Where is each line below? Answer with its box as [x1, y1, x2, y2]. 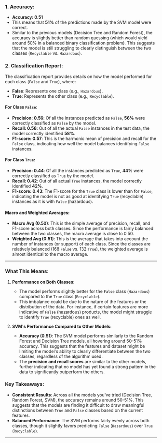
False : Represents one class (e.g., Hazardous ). [12, 88, 103, 94]
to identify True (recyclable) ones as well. [19, 314, 101, 320]
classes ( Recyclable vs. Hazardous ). [12, 50, 82, 56]
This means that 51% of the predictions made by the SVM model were [12, 19, 151, 25]
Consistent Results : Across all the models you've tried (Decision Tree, [12, 392, 152, 397]
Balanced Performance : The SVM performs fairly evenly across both [12, 417, 149, 423]
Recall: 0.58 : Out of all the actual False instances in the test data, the [12, 125, 150, 131]
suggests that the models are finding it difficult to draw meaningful [12, 402, 145, 408]
